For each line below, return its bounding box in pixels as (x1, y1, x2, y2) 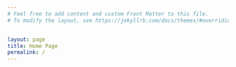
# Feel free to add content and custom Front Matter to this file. (7, 10, 209, 18)
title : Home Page (7, 42, 58, 49)
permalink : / (7, 49, 46, 56)
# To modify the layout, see (7, 17, 93, 24)
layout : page (7, 36, 46, 43)
